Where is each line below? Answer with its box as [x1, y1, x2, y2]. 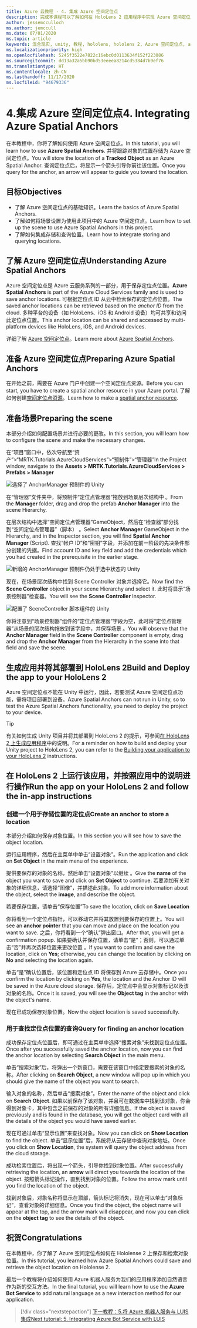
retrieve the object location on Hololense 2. [6, 1263, 110, 1270]
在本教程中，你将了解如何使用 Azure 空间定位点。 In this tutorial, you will [6, 139, 180, 147]
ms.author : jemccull [6, 25, 57, 31]
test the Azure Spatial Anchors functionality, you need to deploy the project [6, 703, 188, 709]
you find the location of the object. [6, 1182, 90, 1189]
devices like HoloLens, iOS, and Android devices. [27, 323, 147, 330]
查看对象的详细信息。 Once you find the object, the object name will [18, 1201, 181, 1208]
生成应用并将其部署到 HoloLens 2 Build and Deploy [6, 662, 191, 673]
